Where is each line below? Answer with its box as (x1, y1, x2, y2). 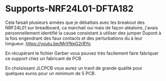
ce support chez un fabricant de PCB (5, 55, 81, 61)
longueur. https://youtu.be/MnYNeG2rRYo (5, 40, 91, 46)
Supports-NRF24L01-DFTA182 (5, 3, 134, 14)
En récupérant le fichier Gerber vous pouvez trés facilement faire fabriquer (5, 50, 159, 56)
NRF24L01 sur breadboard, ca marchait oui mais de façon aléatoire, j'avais (5, 24, 158, 30)
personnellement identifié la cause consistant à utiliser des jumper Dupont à (5, 30, 162, 36)
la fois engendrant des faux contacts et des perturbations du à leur (5, 35, 143, 41)
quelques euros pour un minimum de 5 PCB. (5, 70, 96, 76)
